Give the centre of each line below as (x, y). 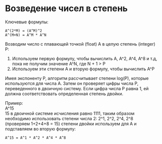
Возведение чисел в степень (66, 8)
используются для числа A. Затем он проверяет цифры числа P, (72, 83)
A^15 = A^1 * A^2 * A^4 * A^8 (36, 138)
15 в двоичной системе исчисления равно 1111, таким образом (70, 113)
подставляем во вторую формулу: (40, 128)
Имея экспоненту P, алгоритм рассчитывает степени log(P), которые (77, 78)
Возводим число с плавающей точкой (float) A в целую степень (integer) (80, 44)
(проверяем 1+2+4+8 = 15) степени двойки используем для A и (71, 124)
